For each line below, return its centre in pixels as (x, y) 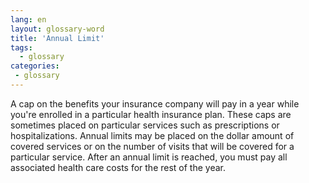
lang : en (28, 19)
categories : (35, 66)
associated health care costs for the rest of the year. (118, 167)
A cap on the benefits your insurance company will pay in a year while (155, 103)
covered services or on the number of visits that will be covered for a (152, 146)
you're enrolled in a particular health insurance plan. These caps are (151, 114)
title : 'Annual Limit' (57, 38)
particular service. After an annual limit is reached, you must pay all (149, 157)
